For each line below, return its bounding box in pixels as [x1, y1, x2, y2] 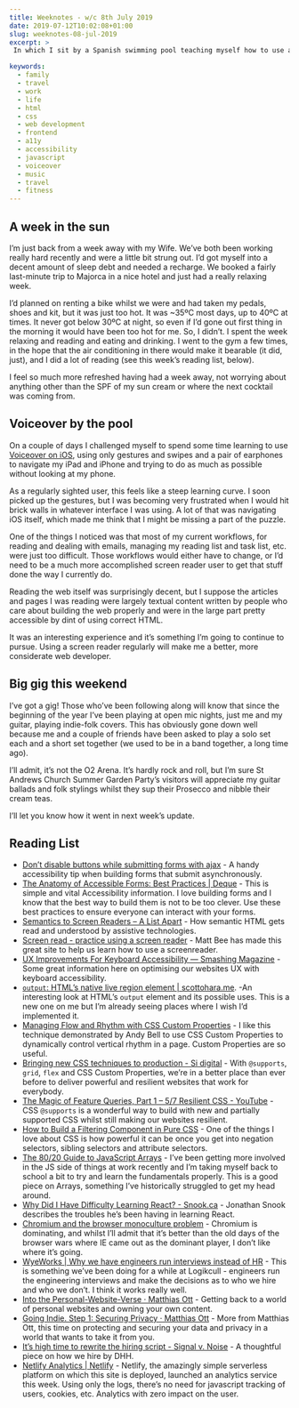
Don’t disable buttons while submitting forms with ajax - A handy [21, 859, 260, 870]
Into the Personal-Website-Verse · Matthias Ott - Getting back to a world [21, 1294, 287, 1305]
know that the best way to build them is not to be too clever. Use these [21, 897, 281, 908]
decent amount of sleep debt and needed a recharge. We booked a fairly [9, 261, 277, 272]
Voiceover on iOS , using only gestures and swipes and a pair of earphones [9, 449, 283, 460]
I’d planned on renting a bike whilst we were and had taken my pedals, [9, 297, 267, 308]
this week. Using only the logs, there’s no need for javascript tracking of [21, 1380, 287, 1390]
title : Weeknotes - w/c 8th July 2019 [9, 12, 153, 22]
